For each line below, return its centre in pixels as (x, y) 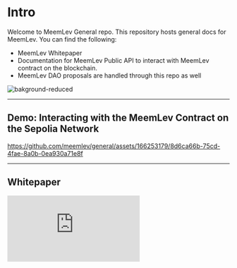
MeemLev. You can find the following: (62, 39)
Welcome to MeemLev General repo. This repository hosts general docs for (117, 32)
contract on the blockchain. (57, 68)
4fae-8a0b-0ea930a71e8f (45, 153)
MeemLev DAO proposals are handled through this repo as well (109, 75)
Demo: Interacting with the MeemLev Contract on (118, 118)
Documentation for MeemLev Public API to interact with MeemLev (113, 60)
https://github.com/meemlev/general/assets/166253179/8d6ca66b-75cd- (114, 146)
